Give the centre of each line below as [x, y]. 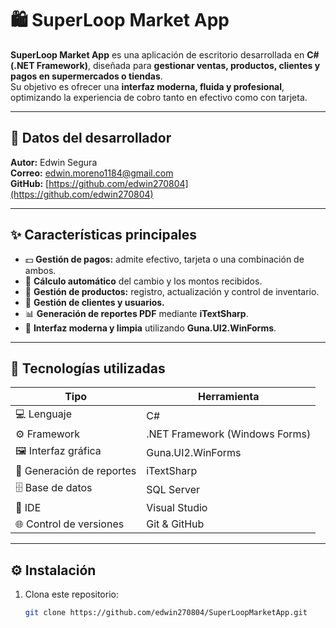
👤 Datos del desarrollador [91, 138]
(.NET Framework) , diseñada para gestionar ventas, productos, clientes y [165, 65]
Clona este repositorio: [71, 594]
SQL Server [173, 489]
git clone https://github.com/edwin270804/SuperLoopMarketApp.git [166, 613]
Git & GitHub [175, 524]
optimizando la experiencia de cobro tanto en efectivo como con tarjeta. [159, 97]
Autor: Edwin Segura [54, 162]
